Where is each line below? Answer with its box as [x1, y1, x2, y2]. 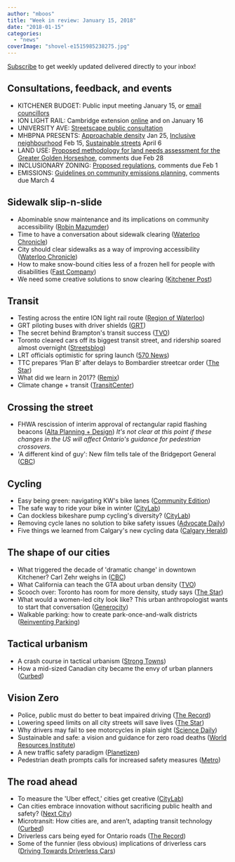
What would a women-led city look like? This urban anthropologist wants [17, 595, 228, 603]
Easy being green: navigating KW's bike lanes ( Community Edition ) [17, 496, 210, 505]
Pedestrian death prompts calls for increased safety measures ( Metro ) [17, 755, 221, 764]
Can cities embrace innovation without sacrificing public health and [17, 802, 213, 811]
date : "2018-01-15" [7, 23, 65, 30]
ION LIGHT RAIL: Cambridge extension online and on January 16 [17, 116, 203, 124]
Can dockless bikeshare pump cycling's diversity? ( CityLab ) [17, 511, 191, 520]
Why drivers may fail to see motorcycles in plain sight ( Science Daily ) [17, 726, 217, 734]
